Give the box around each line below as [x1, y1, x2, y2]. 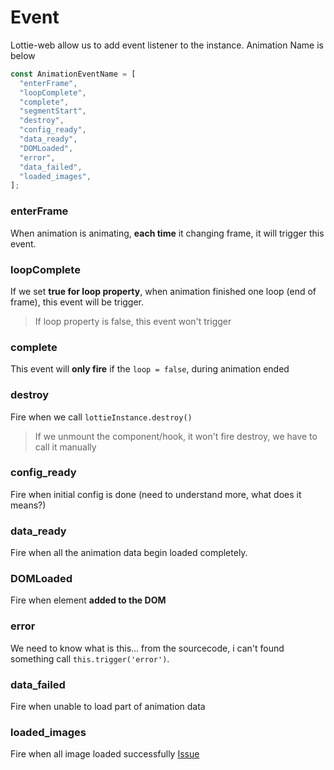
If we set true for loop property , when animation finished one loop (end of [10, 285, 317, 297]
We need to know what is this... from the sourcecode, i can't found [10, 642, 285, 654]
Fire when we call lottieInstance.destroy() [10, 411, 193, 423]
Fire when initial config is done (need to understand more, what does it [10, 488, 302, 500]
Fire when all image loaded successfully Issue [10, 748, 200, 760]
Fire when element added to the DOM [10, 594, 167, 606]
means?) [10, 499, 47, 511]
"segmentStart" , [19, 106, 87, 116]
